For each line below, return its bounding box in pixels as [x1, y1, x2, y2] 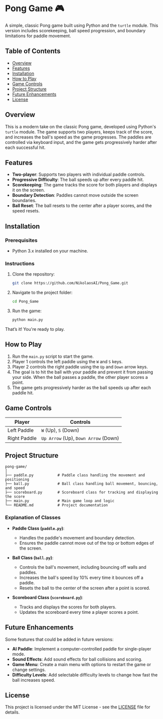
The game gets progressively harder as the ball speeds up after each [12, 384, 151, 391]
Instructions [5, 260, 35, 267]
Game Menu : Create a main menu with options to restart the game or [12, 661, 151, 667]
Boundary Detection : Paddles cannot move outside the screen [12, 192, 139, 198]
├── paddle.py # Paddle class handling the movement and [5, 473, 145, 478]
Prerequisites [5, 237, 38, 244]
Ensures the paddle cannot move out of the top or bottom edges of [19, 540, 154, 546]
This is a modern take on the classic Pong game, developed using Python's [5, 123, 156, 129]
